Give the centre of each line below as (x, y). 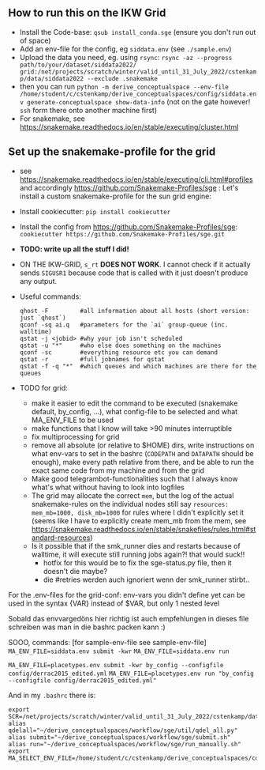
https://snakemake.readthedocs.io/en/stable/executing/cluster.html (129, 126)
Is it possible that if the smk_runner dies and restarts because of (136, 545)
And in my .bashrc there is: (52, 695)
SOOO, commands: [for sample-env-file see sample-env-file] (107, 642)
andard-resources (61, 538)
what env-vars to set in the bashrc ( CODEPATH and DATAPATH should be (142, 453)
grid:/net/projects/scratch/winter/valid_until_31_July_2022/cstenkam (138, 72)
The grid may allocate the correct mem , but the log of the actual (132, 495)
